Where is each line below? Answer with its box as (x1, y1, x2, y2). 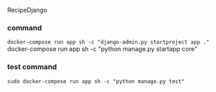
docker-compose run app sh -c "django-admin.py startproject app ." (7, 39, 210, 46)
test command (7, 62, 58, 72)
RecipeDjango (7, 6, 47, 14)
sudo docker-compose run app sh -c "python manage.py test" (7, 77, 185, 85)
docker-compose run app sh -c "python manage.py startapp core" (7, 45, 198, 53)
